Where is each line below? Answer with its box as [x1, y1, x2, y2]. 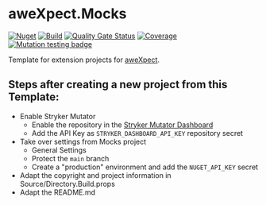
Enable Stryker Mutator [19, 111, 96, 121]
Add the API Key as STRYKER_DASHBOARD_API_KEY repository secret [31, 128, 244, 137]
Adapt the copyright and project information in [19, 170, 172, 180]
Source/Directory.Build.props [19, 179, 115, 188]
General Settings [31, 145, 87, 155]
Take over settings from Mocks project [19, 137, 147, 146]
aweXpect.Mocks [8, 5, 127, 23]
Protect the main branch [31, 153, 110, 163]
